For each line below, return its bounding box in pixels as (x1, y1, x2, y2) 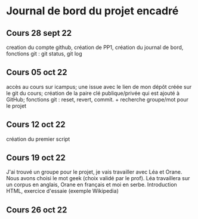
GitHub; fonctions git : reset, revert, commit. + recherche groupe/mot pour (6, 95, 189, 103)
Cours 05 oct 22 (6, 67, 67, 78)
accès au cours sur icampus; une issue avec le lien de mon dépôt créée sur (6, 83, 192, 90)
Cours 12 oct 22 (6, 119, 66, 129)
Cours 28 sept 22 (6, 28, 72, 38)
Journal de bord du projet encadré (6, 4, 179, 18)
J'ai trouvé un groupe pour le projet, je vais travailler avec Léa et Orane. (6, 168, 182, 175)
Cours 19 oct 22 (6, 153, 66, 163)
